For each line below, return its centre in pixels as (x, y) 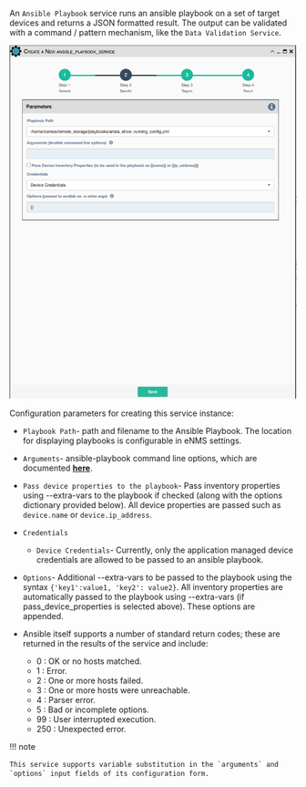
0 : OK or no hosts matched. (89, 661)
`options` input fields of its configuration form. (109, 773)
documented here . (57, 468)
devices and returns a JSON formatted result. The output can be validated (148, 23)
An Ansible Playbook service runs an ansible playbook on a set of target (145, 13)
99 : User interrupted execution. (96, 719)
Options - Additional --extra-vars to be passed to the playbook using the (157, 577)
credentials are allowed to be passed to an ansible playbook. (150, 559)
